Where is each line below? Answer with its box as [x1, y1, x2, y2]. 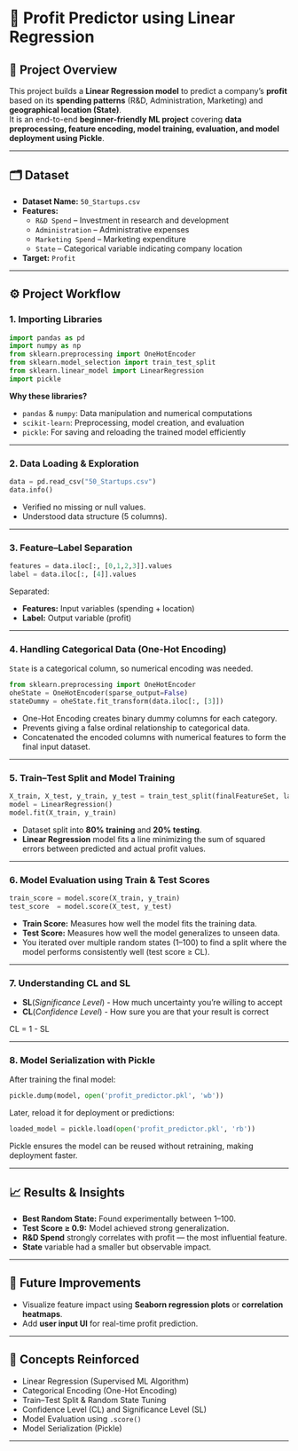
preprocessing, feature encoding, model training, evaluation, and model [9, 123, 279, 134]
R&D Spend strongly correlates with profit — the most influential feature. [21, 1232, 287, 1242]
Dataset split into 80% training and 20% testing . [21, 824, 202, 835]
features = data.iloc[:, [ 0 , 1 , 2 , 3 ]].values [9, 562, 173, 571]
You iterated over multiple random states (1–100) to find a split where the [21, 936, 287, 948]
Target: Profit [21, 252, 76, 263]
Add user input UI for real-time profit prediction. [21, 1318, 199, 1329]
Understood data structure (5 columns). [21, 510, 168, 522]
